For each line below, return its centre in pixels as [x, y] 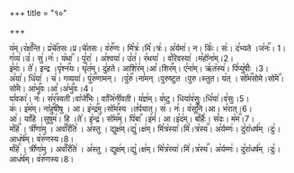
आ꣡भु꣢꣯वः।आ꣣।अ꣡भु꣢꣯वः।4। [61, 88]
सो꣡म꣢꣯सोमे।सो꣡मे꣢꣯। [262, 78]
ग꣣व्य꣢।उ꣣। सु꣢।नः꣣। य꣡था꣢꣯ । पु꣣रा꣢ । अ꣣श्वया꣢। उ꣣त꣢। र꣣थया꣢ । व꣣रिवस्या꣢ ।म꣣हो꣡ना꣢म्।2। [121, 58]
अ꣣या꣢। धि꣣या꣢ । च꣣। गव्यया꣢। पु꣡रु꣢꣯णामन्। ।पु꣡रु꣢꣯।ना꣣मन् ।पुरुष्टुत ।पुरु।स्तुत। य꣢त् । [124, 78]
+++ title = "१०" [38, 13]
